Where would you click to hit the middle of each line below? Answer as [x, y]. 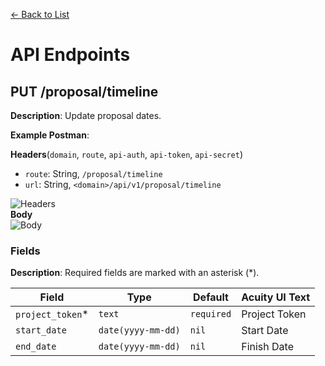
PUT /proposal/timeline [84, 91]
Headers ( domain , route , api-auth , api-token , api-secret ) [126, 154]
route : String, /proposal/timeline [93, 173]
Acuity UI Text [276, 297]
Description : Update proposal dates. [86, 115]
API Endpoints [70, 55]
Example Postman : [50, 135]
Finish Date [268, 347]
